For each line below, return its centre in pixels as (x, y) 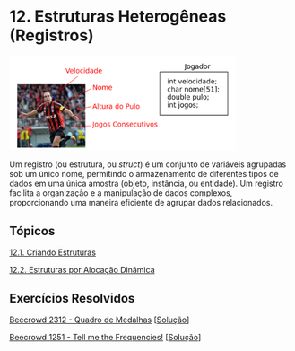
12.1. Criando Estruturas (53, 252)
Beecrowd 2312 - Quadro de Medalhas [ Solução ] (100, 320)
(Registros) (52, 35)
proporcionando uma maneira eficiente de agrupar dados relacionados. (141, 203)
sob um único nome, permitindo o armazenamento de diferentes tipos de (144, 174)
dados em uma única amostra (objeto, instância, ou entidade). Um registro (147, 184)
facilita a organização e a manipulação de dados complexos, (121, 193)
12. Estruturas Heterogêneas (118, 17)
